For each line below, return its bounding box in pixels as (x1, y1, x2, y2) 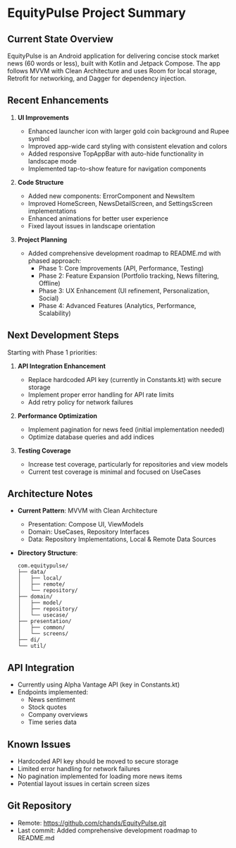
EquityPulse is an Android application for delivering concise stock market (7, 51, 220, 60)
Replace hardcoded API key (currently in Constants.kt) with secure (27, 375, 222, 383)
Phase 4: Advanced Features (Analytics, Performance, (38, 301, 197, 309)
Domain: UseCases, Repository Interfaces (27, 527, 150, 536)
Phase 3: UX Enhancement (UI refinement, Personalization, (38, 286, 210, 295)
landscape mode (27, 156, 77, 165)
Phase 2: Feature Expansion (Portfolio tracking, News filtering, (38, 271, 220, 280)
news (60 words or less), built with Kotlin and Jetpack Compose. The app (7, 59, 221, 68)
